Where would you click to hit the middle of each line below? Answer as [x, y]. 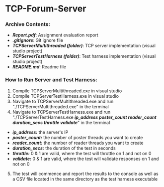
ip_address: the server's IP [40, 132]
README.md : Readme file [39, 67]
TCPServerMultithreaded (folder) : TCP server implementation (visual [84, 46]
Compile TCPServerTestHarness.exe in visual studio [66, 96]
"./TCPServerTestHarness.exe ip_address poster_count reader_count [84, 117]
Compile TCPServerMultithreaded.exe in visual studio [67, 91]
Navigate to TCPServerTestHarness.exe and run [61, 112]
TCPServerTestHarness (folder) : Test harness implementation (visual [84, 56]
